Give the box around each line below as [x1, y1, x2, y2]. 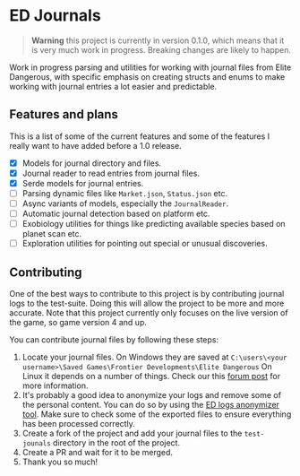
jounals [21, 439, 51, 448]
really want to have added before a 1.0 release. [9, 140, 182, 151]
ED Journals [9, 5, 101, 26]
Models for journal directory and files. [21, 158, 162, 169]
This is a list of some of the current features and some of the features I [9, 131, 270, 142]
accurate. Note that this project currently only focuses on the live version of [9, 307, 288, 318]
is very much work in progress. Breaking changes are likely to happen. [30, 44, 291, 55]
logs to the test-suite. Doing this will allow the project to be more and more [9, 298, 285, 309]
